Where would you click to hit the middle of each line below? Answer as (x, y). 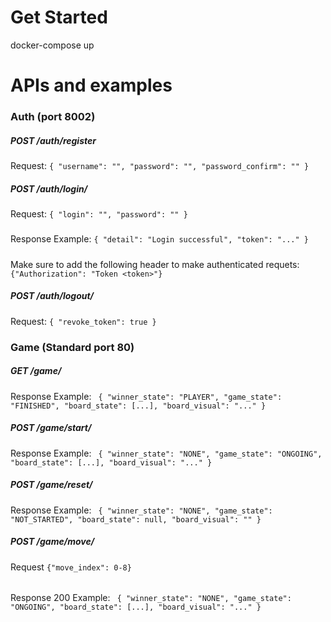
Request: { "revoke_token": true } (83, 321)
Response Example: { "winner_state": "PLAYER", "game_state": (146, 396)
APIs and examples (91, 85)
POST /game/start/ (51, 428)
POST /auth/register (53, 140)
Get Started (59, 17)
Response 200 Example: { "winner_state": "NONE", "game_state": (151, 598)
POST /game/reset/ (51, 485)
